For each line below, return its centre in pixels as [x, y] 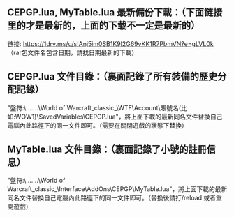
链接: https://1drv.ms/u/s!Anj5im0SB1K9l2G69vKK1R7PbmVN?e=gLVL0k [111, 43]
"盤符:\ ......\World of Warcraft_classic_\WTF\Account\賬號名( [94, 107]
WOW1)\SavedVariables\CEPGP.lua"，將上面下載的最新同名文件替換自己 [119, 117]
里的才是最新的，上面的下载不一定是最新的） [104, 25]
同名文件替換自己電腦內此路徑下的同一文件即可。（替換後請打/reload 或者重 [115, 198]
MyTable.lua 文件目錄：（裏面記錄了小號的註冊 [107, 150]
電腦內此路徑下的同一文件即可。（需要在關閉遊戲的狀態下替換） [97, 125]
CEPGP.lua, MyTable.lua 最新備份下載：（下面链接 [115, 13]
